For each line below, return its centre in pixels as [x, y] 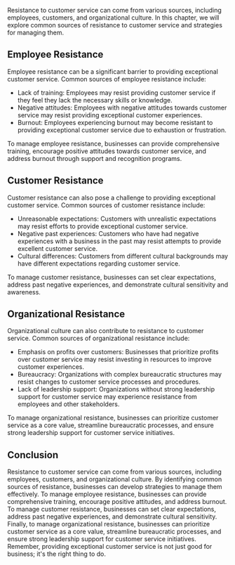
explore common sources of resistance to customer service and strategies [115, 25]
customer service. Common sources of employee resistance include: [107, 79]
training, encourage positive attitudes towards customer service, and [107, 151]
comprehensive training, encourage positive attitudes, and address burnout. [117, 502]
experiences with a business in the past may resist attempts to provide [119, 241]
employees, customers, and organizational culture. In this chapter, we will [113, 18]
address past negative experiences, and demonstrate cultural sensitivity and [118, 285]
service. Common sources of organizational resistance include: [99, 338]
